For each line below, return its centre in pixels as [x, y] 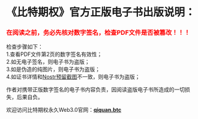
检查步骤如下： [25, 47]
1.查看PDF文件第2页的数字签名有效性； [54, 54]
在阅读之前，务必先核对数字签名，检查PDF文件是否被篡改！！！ [98, 32]
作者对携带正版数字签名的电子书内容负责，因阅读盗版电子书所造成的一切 [95, 90]
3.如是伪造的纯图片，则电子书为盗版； [53, 69]
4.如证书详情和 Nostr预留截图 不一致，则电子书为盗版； [73, 77]
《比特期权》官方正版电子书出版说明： [101, 12]
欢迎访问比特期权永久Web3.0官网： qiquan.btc [64, 110]
